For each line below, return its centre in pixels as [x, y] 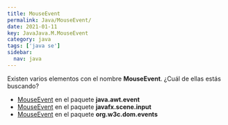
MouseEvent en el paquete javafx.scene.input [84, 107]
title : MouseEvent [34, 14]
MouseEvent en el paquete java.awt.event [79, 99]
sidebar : [20, 53]
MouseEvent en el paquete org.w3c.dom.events [87, 114]
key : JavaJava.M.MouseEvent [48, 33]
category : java [29, 40]
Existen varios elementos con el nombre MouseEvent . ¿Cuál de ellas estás [114, 78]
